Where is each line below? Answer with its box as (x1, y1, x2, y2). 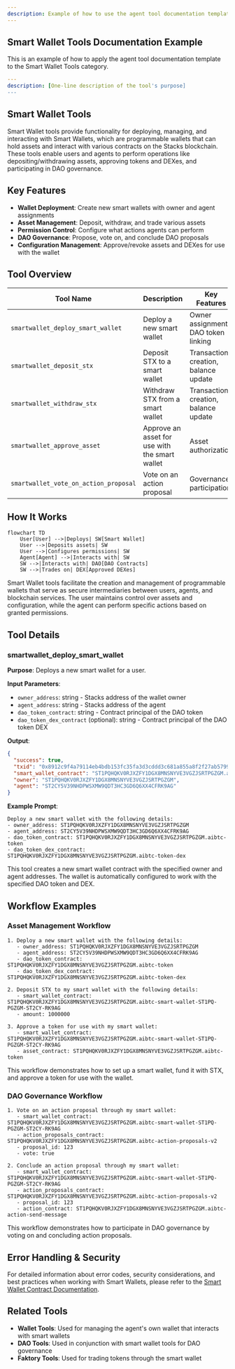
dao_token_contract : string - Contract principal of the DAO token (17, 708, 204, 716)
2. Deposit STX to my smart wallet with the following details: (7, 986, 199, 993)
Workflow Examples (7, 900, 97, 912)
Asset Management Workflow (7, 921, 111, 931)
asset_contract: (22, 1047, 71, 1054)
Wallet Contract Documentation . (7, 1285, 100, 1293)
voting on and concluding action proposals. (7, 1231, 132, 1240)
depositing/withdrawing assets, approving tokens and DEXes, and (7, 157, 197, 165)
